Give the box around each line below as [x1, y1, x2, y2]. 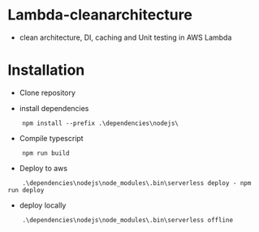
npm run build [22, 148, 70, 157]
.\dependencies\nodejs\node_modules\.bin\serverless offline [22, 216, 233, 224]
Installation [7, 61, 85, 79]
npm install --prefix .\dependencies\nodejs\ [22, 119, 179, 127]
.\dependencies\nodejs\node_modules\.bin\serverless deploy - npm [22, 178, 252, 187]
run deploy [7, 186, 45, 194]
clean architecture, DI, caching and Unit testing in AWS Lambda [19, 32, 232, 42]
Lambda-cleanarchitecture [7, 6, 192, 24]
